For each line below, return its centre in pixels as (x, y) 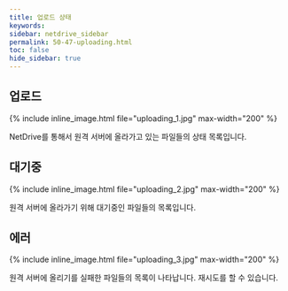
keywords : (27, 26)
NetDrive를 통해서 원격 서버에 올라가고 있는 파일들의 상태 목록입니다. (128, 136)
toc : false (29, 50)
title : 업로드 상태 (40, 17)
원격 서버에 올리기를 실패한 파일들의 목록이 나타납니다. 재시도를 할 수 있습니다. (144, 278)
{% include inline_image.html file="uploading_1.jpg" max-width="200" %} (143, 118)
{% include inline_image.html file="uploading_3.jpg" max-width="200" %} (144, 260)
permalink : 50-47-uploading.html (71, 42)
